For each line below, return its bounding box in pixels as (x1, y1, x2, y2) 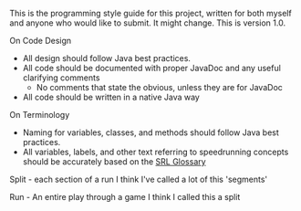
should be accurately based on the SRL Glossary (22, 156, 207, 167)
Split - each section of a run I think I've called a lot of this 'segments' (9, 174, 267, 185)
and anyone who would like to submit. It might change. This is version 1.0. (9, 17, 285, 28)
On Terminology (9, 110, 70, 120)
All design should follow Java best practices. (22, 53, 192, 63)
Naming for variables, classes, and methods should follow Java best (22, 127, 280, 138)
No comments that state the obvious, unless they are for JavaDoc (36, 82, 283, 92)
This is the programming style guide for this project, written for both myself (9, 8, 292, 18)
